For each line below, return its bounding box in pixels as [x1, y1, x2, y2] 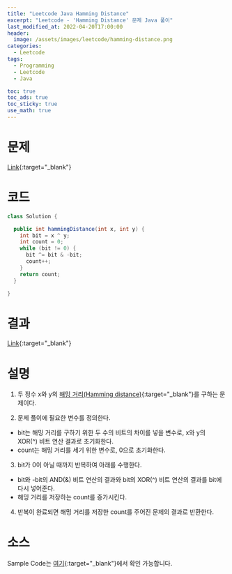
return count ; [20, 271, 61, 278]
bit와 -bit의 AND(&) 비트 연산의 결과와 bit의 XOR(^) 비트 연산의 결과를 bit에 [17, 476, 222, 484]
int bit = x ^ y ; [20, 232, 70, 239]
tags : [7, 56, 23, 63]
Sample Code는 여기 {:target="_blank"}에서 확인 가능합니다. [7, 559, 173, 568]
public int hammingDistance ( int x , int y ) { [13, 225, 145, 232]
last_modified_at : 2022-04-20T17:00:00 [7, 23, 123, 30]
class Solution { [7, 213, 58, 220]
